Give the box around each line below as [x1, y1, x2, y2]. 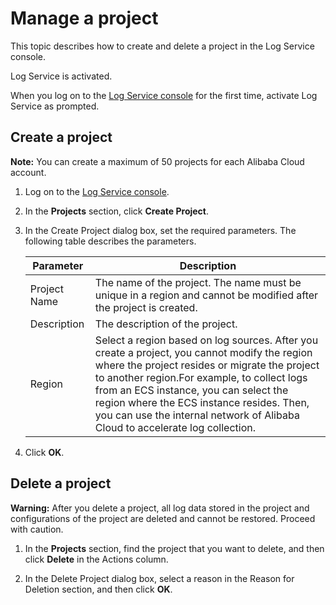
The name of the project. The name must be [94, 275, 302, 289]
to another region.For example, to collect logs [94, 370, 308, 384]
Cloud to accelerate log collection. [94, 420, 257, 434]
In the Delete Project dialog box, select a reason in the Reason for [24, 572, 295, 584]
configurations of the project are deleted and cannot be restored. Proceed [10, 512, 316, 524]
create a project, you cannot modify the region [94, 345, 313, 359]
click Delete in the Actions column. [24, 553, 169, 565]
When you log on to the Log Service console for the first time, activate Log [10, 89, 318, 101]
